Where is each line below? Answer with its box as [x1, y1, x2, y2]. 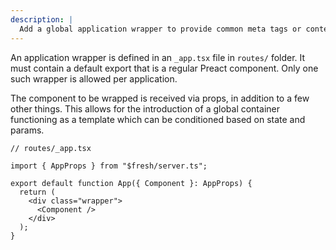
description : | [10, 14, 74, 25]
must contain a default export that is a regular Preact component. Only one [10, 62, 319, 74]
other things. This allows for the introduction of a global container [10, 102, 280, 115]
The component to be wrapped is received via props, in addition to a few [10, 92, 310, 104]
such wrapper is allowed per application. [10, 72, 178, 85]
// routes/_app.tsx [10, 143, 92, 153]
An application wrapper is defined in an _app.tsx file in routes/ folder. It [10, 51, 306, 63]
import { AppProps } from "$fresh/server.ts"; [10, 161, 208, 171]
